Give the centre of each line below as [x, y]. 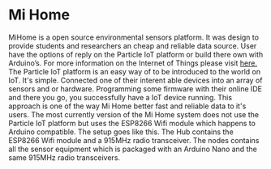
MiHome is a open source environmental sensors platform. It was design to [134, 37]
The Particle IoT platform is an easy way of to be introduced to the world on [135, 71]
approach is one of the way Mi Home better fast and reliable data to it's [127, 106]
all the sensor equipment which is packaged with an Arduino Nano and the [133, 149]
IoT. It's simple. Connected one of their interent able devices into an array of [135, 80]
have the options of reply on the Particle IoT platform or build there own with [136, 54]
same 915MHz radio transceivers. [64, 157]
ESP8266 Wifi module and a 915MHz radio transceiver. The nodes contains [134, 140]
